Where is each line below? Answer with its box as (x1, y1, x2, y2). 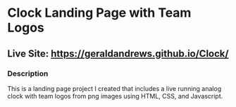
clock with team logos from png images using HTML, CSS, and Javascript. (7, 92, 223, 100)
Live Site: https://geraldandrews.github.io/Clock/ (7, 48, 229, 59)
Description (7, 69, 49, 78)
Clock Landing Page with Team (7, 5, 192, 21)
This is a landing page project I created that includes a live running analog (7, 84, 222, 92)
